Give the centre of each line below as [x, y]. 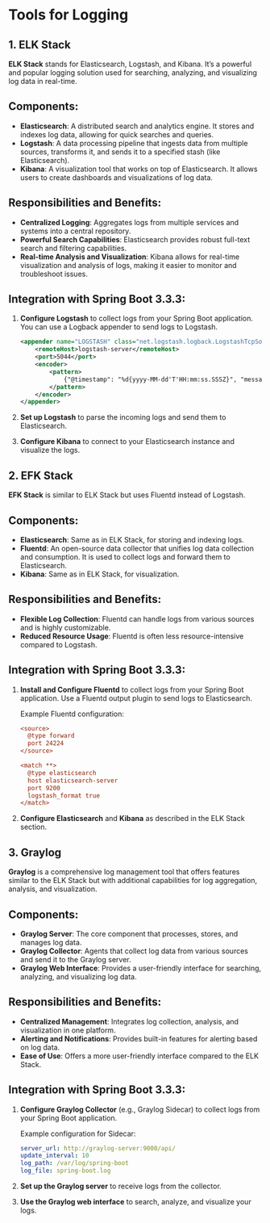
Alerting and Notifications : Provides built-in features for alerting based [139, 1038]
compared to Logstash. [59, 644]
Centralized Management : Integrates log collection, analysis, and [129, 1021]
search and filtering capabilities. [73, 248]
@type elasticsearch [62, 773]
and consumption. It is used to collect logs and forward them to [125, 557]
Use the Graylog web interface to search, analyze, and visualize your [135, 1202]
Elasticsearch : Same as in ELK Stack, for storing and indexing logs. [132, 539]
